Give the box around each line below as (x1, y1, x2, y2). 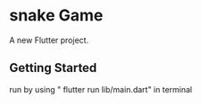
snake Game (9, 5, 104, 26)
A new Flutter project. (9, 35, 89, 45)
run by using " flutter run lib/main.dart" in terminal (9, 84, 193, 94)
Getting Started (9, 60, 97, 76)
